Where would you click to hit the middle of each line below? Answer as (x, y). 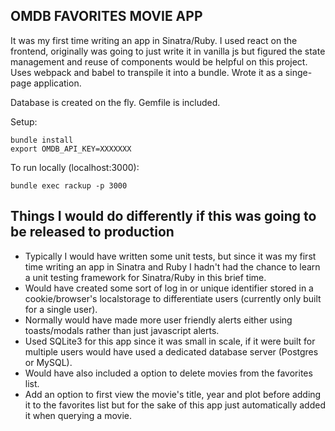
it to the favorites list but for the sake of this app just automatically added (175, 405)
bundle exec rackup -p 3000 (69, 185)
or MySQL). (48, 362)
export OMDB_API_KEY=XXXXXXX (71, 149)
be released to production (92, 232)
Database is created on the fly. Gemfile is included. (115, 102)
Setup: (24, 121)
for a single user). (61, 309)
